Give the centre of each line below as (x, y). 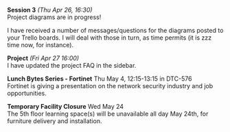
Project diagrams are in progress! (54, 17)
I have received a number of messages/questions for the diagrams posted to (115, 30)
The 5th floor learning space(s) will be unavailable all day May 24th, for (108, 114)
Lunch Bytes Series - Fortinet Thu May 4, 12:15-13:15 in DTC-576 (100, 79)
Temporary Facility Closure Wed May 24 (66, 106)
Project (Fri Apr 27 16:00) (43, 58)
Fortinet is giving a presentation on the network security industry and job (110, 86)
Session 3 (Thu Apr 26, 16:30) (50, 10)
